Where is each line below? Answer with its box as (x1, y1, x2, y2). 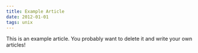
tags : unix (6, 19, 33, 25)
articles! (6, 41, 26, 48)
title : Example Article (6, 8, 65, 15)
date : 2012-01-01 (6, 14, 49, 20)
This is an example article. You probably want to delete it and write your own (6, 36, 193, 43)
